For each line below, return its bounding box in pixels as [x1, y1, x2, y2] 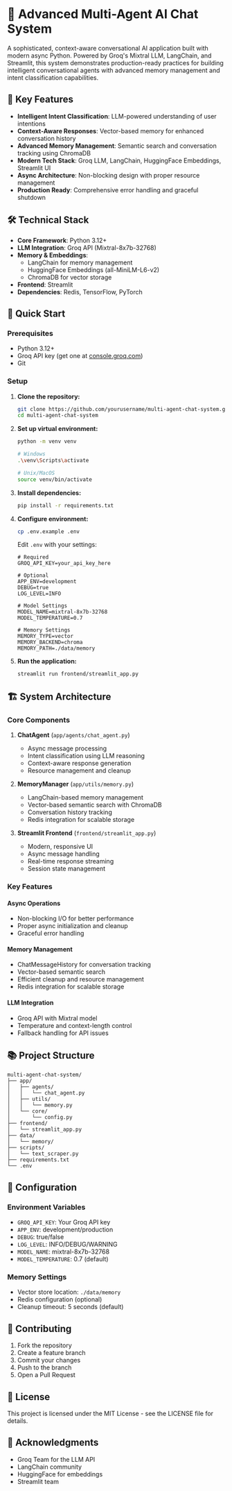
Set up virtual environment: [17, 425, 98, 433]
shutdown [17, 193, 46, 201]
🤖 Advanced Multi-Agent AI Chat [7, 6, 199, 22]
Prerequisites [7, 328, 53, 338]
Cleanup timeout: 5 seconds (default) [17, 1303, 124, 1311]
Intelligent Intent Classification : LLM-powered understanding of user [17, 112, 217, 120]
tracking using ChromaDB [17, 149, 91, 157]
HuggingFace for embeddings [17, 1469, 103, 1478]
